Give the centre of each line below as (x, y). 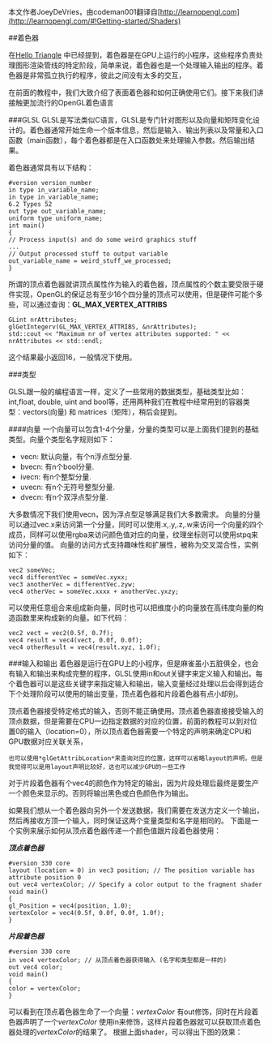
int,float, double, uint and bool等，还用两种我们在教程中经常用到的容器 (125, 402)
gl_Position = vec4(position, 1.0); (70, 906)
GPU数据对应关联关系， (48, 741)
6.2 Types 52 (30, 204)
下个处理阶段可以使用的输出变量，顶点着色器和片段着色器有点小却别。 (125, 694)
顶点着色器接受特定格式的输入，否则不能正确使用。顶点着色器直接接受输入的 (136, 711)
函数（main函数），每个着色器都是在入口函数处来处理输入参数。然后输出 (128, 140)
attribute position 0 (45, 878)
